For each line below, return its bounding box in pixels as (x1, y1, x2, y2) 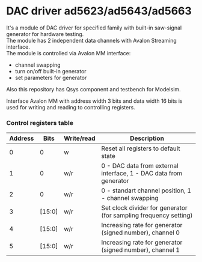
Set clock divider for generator (101, 204, 188, 212)
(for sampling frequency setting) (101, 212, 193, 220)
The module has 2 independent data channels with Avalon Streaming (6, 37, 177, 44)
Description (130, 134, 164, 142)
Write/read (64, 134, 96, 142)
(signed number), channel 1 (101, 246, 180, 254)
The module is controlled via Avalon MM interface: (6, 49, 131, 56)
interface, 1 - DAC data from (101, 169, 183, 178)
